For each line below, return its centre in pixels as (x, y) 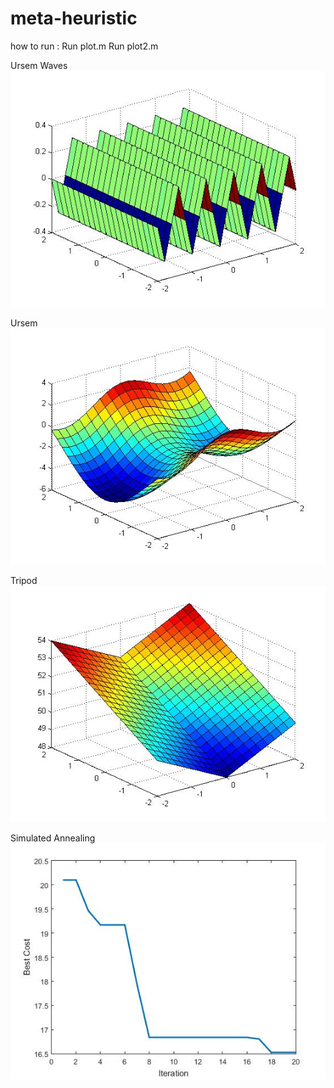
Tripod (24, 580)
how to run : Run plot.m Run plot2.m (84, 46)
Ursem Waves (39, 65)
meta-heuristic (74, 18)
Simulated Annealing (53, 838)
